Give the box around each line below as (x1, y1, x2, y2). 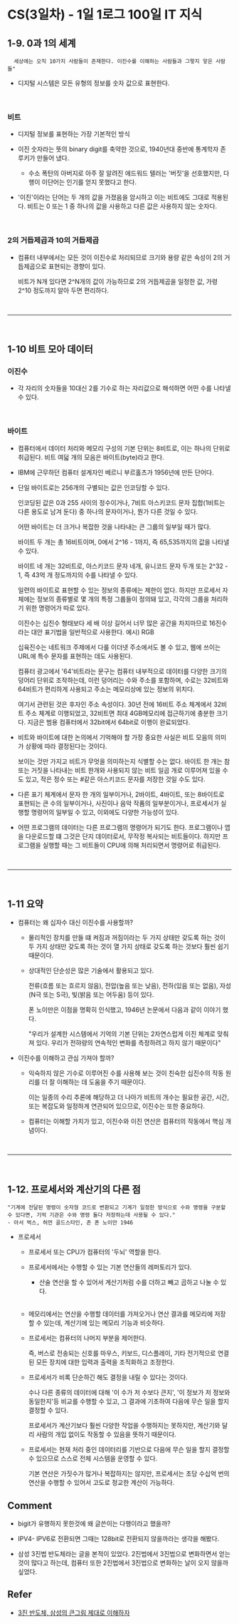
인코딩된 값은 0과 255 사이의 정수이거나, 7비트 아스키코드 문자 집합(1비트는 (17, 498, 225, 507)
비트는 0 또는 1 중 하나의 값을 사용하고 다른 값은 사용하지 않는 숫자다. (27, 202, 218, 210)
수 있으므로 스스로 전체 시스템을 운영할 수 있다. (28, 1454, 158, 1463)
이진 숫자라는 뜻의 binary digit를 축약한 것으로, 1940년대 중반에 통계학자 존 (17, 145, 226, 153)
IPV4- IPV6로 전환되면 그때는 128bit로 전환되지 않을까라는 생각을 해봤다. (17, 1535, 220, 1543)
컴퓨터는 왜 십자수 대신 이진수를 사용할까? (17, 918, 134, 927)
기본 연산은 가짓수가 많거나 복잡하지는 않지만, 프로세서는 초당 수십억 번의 (28, 1469, 230, 1478)
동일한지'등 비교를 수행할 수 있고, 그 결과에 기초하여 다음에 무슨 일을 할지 (28, 1397, 230, 1406)
